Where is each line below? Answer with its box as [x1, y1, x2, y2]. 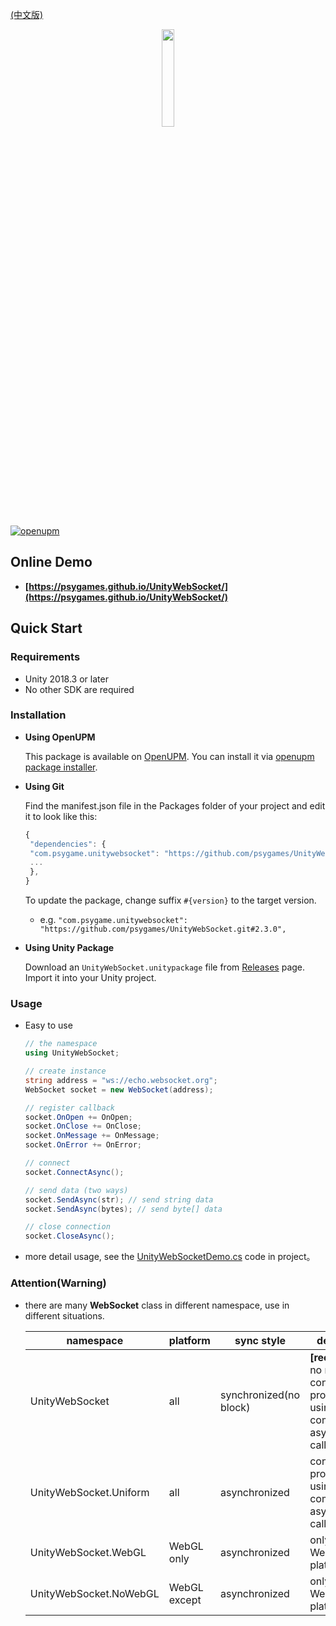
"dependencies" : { [29, 839, 107, 849]
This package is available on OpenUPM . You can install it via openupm [24, 750, 315, 762]
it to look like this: [24, 810, 98, 822]
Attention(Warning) [10, 1276, 107, 1290]
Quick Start [10, 620, 83, 637]
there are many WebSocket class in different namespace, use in [24, 1299, 290, 1311]
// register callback [24, 1103, 115, 1113]
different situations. [24, 1309, 105, 1322]
